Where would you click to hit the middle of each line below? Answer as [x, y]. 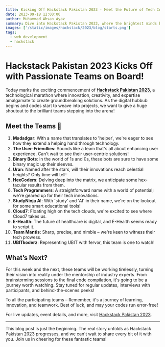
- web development [29, 37]
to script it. [24, 227]
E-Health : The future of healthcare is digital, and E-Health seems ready [85, 221]
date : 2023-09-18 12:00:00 [33, 14]
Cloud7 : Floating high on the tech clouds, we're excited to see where [82, 211]
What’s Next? [27, 257]
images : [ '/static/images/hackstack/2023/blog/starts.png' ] [68, 28]
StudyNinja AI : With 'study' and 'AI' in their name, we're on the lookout [84, 200]
